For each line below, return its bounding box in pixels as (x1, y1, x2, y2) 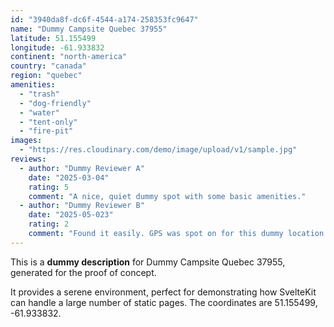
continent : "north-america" (10, 52, 128, 62)
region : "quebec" (10, 71, 83, 81)
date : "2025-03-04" (28, 172, 110, 183)
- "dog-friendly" (19, 98, 92, 108)
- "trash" (19, 89, 60, 99)
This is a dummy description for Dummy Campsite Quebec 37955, (10, 256, 286, 268)
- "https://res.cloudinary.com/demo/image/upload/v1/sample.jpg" (19, 145, 298, 155)
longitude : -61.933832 (10, 42, 105, 53)
